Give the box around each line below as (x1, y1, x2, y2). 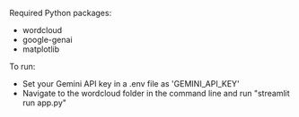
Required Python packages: (9, 8, 112, 18)
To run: (9, 62, 36, 71)
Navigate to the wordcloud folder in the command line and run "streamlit (22, 88, 290, 98)
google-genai (22, 35, 74, 45)
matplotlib (22, 44, 60, 54)
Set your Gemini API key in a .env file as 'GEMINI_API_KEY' (22, 79, 240, 88)
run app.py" (22, 97, 67, 108)
